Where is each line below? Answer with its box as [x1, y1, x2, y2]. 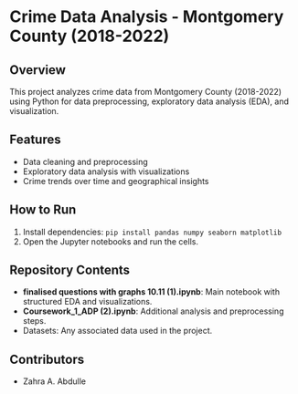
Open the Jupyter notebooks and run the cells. [22, 235, 199, 247]
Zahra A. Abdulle [22, 376, 87, 387]
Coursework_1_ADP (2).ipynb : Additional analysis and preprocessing [22, 306, 284, 316]
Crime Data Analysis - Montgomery [9, 6, 284, 27]
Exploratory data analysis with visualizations [22, 166, 190, 177]
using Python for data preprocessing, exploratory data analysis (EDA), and [9, 96, 290, 107]
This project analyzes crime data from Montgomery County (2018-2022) [9, 87, 282, 97]
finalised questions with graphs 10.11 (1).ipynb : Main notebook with [22, 286, 281, 297]
